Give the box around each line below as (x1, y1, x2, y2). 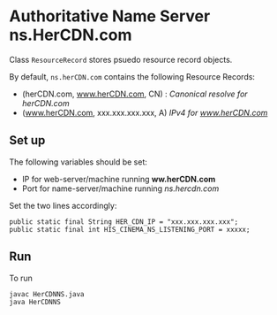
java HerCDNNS (9, 297, 62, 306)
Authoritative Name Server (9, 6, 211, 27)
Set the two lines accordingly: (9, 200, 117, 211)
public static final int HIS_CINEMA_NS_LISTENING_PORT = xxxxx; (9, 225, 251, 234)
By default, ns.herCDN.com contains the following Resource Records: (9, 71, 256, 81)
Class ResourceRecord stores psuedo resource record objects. (9, 54, 233, 65)
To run (9, 273, 34, 283)
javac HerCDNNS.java (9, 289, 86, 298)
